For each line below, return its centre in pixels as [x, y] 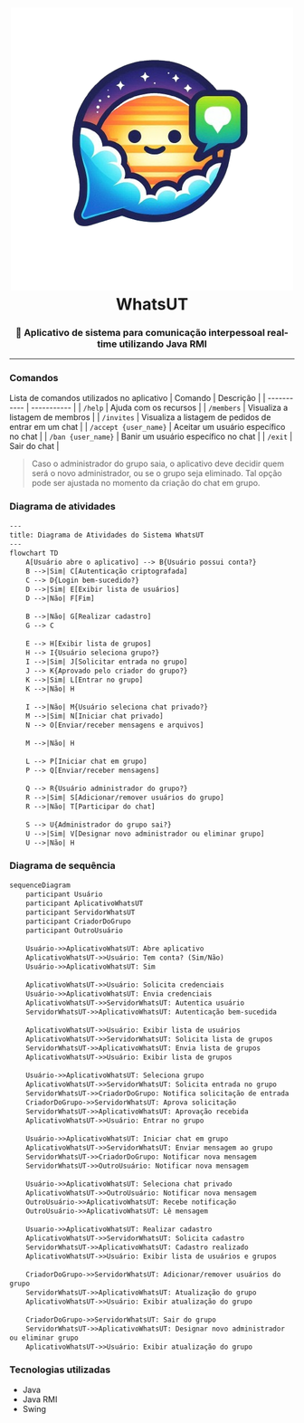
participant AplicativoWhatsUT [85, 903]
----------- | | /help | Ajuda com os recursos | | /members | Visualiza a [160, 407]
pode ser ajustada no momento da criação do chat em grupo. [146, 482]
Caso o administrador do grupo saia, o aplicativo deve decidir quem [158, 463]
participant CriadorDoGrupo [78, 922]
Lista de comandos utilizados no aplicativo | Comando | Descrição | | [138, 397]
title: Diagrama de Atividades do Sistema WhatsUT [107, 535]
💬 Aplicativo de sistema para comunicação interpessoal [140, 333]
